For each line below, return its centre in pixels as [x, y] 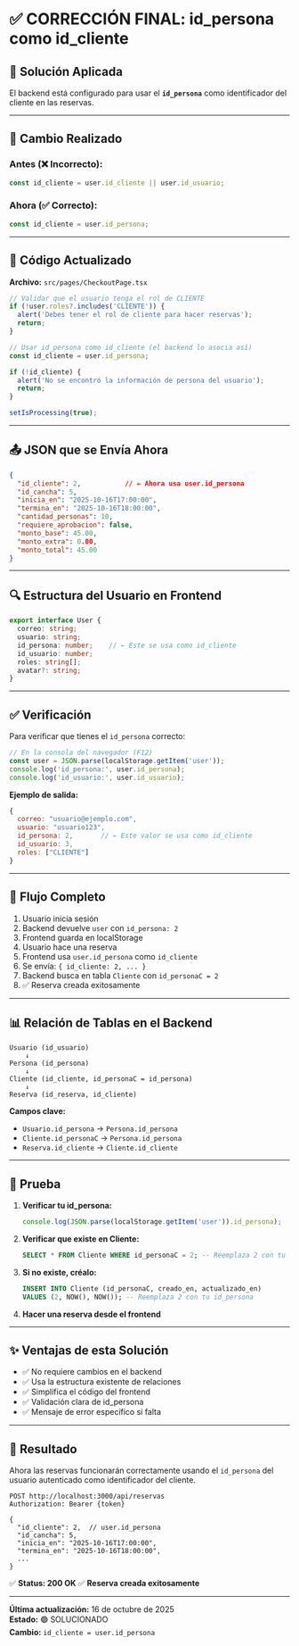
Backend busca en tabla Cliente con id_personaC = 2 [121, 975]
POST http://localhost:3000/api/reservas [87, 1496]
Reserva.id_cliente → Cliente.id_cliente [100, 1148]
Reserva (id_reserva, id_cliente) [73, 1095]
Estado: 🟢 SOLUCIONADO [59, 1619]
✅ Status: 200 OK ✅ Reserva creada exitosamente [105, 1584]
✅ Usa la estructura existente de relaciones [101, 1382]
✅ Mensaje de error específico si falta [92, 1412]
